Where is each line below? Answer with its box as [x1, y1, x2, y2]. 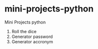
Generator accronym [11, 38, 53, 44]
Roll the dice [11, 28, 37, 34]
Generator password [11, 34, 53, 39]
